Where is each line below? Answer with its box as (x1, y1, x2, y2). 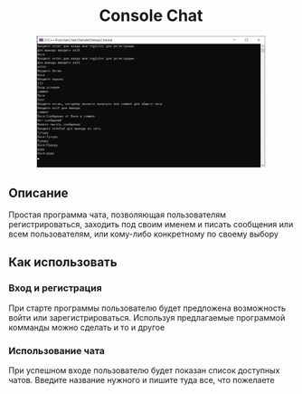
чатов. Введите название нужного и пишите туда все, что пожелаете (8, 375, 275, 386)
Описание (8, 185, 69, 200)
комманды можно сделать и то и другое (8, 322, 165, 332)
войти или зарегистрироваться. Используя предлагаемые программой (8, 312, 286, 322)
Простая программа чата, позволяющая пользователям (8, 209, 227, 220)
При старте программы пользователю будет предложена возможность (8, 303, 287, 313)
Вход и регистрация (8, 282, 102, 294)
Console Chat (99, 5, 203, 26)
